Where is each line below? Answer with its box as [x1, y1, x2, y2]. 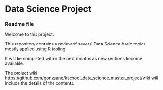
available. [5, 60, 24, 66]
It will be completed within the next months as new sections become [5, 56, 143, 61]
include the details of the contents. [5, 80, 75, 86]
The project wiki [5, 70, 37, 76]
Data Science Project [5, 3, 91, 15]
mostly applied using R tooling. [5, 46, 67, 52]
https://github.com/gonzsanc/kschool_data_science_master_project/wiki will [5, 75, 158, 81]
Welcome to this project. [5, 31, 54, 37]
